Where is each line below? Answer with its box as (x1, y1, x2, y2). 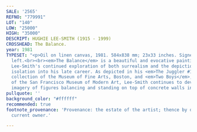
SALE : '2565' (6, 8, 38, 15)
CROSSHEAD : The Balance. (6, 42, 67, 48)
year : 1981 (6, 47, 33, 53)
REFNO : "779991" (6, 14, 46, 20)
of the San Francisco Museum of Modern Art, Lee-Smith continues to (11, 80, 182, 86)
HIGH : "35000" (6, 31, 41, 36)
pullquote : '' (6, 90, 41, 96)
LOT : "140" (6, 19, 33, 25)
